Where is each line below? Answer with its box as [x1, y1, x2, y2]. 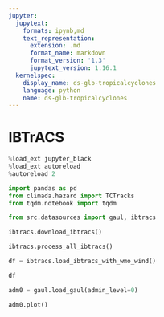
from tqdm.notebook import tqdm [8, 199, 117, 207]
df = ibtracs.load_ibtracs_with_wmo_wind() [8, 258, 157, 266]
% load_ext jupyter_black [8, 155, 92, 163]
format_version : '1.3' [29, 57, 106, 65]
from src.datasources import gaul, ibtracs [8, 213, 157, 221]
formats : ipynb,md [23, 26, 84, 35]
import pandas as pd [8, 184, 78, 193]
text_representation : [23, 34, 95, 43]
